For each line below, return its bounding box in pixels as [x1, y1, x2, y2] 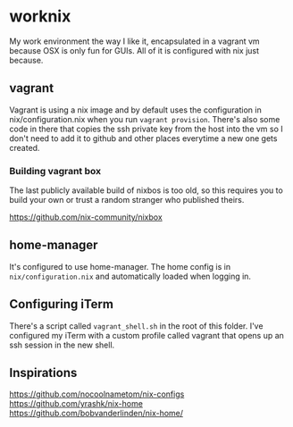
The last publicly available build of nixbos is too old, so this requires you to [9, 185, 283, 196]
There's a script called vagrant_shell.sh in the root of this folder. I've [9, 320, 264, 331]
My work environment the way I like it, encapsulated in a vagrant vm [9, 36, 261, 46]
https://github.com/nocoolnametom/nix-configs [9, 389, 185, 399]
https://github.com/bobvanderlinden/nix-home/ [9, 408, 184, 419]
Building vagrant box [9, 164, 101, 177]
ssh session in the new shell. [9, 339, 115, 350]
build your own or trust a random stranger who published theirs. [9, 195, 245, 205]
